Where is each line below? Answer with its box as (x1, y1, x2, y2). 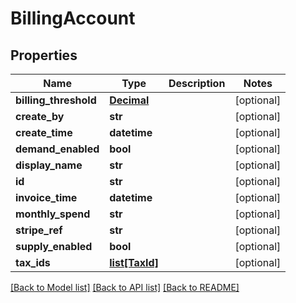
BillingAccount (10, 7, 136, 30)
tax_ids (15, 256, 51, 269)
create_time (15, 126, 73, 139)
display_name (15, 158, 83, 172)
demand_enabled (15, 142, 100, 156)
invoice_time (15, 191, 78, 204)
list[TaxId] (109, 256, 159, 269)
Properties (10, 47, 78, 64)
